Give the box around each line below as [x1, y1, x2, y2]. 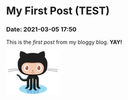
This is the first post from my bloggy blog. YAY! [6, 38, 123, 46]
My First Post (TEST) [6, 4, 110, 18]
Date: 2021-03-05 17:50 [6, 25, 77, 34]
